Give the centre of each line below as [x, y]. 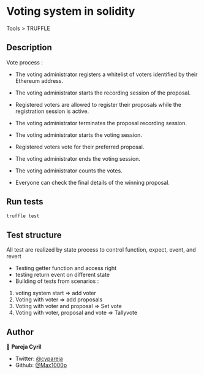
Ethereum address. [39, 80]
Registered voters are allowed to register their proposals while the [98, 104]
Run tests [25, 202]
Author [20, 332]
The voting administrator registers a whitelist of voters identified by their [106, 74]
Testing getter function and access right [66, 268]
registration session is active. [52, 111]
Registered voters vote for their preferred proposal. [80, 147]
